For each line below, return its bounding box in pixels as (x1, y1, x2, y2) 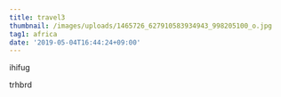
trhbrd (9, 79, 33, 90)
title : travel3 (9, 12, 66, 22)
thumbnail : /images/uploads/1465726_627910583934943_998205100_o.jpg (9, 21, 273, 30)
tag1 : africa (9, 29, 58, 38)
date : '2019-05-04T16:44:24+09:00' (9, 37, 141, 47)
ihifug (9, 62, 31, 73)
